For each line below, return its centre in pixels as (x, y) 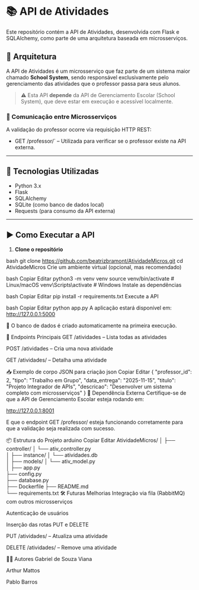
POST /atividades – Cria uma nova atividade (60, 348)
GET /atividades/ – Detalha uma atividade (57, 360)
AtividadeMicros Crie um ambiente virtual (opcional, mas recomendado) (94, 267)
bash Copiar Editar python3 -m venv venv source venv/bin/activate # (90, 278)
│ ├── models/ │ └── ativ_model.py (51, 461)
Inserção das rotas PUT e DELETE (47, 524)
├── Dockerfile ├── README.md (47, 486)
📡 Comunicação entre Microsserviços (62, 117)
